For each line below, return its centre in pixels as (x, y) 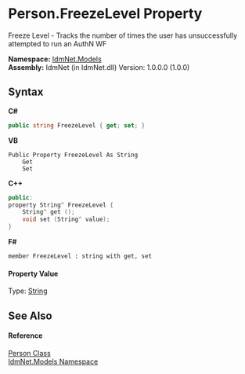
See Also (30, 315)
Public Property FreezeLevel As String (73, 155)
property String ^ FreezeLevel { (61, 205)
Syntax (26, 92)
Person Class (29, 353)
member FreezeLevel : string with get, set (80, 256)
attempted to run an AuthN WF (58, 43)
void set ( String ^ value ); (66, 220)
